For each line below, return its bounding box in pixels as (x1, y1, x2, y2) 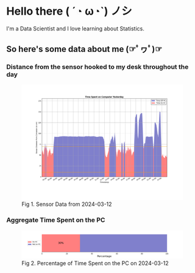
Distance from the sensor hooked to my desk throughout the (6, 63, 189, 71)
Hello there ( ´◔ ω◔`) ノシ (6, 4, 132, 18)
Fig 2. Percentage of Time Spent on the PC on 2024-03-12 (21, 259, 169, 267)
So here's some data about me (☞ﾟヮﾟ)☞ (6, 44, 163, 54)
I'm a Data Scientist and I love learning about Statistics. (6, 24, 144, 32)
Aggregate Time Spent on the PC (6, 216, 105, 224)
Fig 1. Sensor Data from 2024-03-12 (21, 200, 112, 208)
